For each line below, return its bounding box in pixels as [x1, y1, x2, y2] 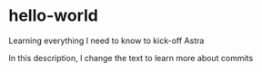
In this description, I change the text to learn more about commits [8, 52, 254, 63]
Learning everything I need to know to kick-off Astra [8, 35, 205, 46]
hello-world [8, 5, 99, 26]
